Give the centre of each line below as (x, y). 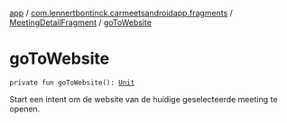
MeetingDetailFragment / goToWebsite (80, 22)
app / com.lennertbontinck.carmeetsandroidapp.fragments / (121, 13)
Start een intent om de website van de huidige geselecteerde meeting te (143, 99)
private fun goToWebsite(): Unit (72, 83)
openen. (25, 109)
